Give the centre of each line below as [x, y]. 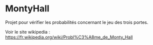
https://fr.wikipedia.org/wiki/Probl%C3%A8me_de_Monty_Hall [69, 37]
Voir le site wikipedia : [28, 32]
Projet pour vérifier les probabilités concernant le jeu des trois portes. [77, 22]
